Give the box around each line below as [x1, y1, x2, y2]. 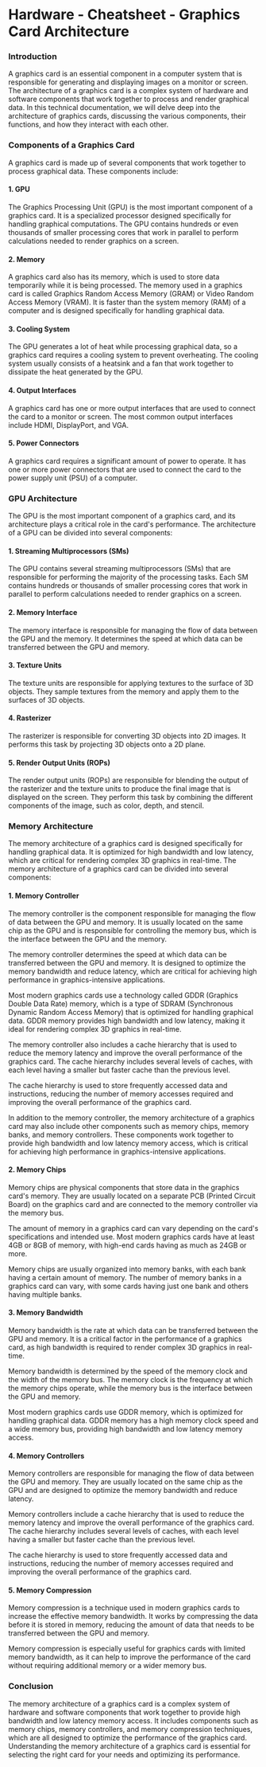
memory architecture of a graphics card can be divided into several [8, 864, 229, 874]
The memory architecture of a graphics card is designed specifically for [8, 839, 244, 848]
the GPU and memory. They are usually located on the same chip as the [8, 1477, 244, 1487]
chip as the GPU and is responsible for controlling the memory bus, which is [8, 926, 256, 935]
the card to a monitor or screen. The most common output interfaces [8, 412, 233, 421]
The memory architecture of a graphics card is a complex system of [8, 1698, 230, 1708]
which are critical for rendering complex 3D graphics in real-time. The [8, 856, 237, 865]
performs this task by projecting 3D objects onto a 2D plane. [8, 739, 206, 749]
